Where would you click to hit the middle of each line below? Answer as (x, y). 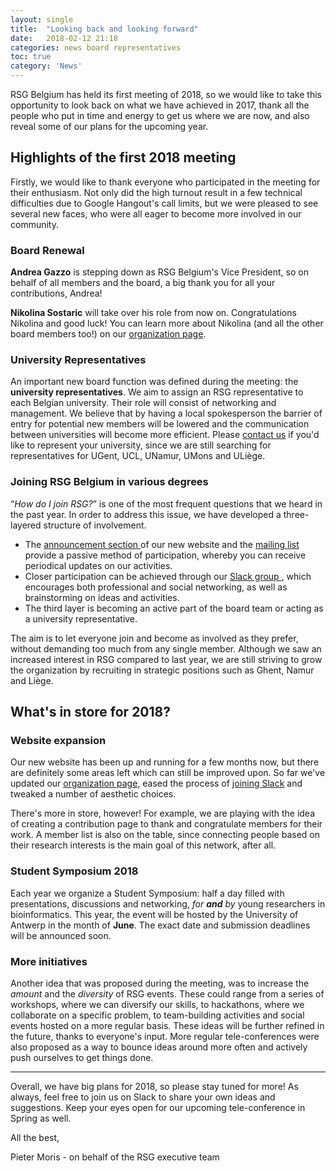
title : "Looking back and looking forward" (104, 29)
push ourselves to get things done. (82, 1057)
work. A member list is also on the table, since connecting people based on (165, 835)
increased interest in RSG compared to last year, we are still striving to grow (166, 659)
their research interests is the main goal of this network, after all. (143, 845)
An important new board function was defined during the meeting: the (154, 382)
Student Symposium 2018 (74, 871)
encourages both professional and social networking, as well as (156, 587)
